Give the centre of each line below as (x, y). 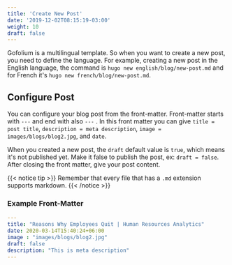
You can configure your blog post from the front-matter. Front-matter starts (115, 114)
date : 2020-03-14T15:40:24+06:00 (56, 231)
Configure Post (41, 97)
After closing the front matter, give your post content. (84, 165)
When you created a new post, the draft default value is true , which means (116, 150)
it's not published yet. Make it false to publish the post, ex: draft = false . (113, 157)
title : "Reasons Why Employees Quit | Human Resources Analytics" (106, 225)
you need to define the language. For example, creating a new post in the (113, 61)
